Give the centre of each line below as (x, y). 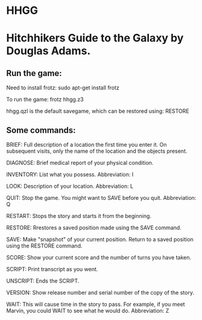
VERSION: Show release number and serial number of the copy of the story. (100, 293)
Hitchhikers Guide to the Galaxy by (95, 38)
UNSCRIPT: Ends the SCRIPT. (43, 281)
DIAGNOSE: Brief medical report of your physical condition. (80, 163)
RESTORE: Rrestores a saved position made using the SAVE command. (94, 228)
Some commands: (41, 130)
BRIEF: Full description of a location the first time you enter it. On (87, 145)
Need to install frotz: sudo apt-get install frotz (63, 88)
